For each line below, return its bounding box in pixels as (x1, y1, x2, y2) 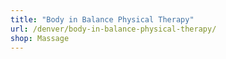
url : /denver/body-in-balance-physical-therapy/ (10, 24, 217, 34)
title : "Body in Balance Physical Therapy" (10, 14, 195, 25)
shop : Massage (10, 33, 70, 43)
